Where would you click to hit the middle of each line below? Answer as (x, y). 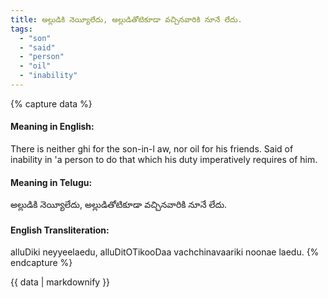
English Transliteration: (60, 230)
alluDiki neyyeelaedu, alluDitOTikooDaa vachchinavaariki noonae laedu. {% (165, 252)
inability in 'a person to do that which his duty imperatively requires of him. (164, 160)
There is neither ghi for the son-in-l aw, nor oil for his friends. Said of (152, 149)
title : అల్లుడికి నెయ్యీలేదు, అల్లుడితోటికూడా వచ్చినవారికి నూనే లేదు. (126, 19)
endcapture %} (41, 263)
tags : (21, 29)
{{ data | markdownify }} (60, 282)
